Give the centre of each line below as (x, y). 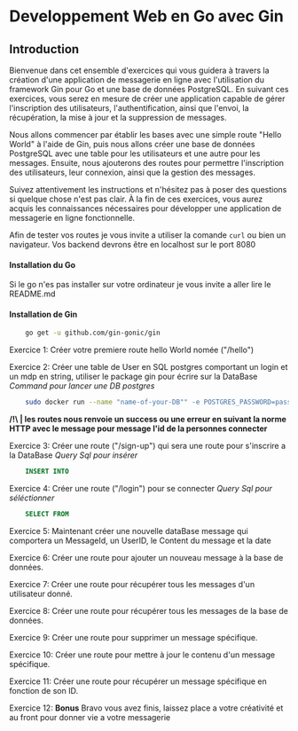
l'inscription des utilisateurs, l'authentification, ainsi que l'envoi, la (129, 108)
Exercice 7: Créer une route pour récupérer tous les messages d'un (132, 584)
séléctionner (32, 498)
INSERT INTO (47, 472)
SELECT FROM (47, 515)
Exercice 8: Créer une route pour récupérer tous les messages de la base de (149, 610)
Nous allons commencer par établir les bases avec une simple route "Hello (145, 134)
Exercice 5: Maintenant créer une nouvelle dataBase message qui (129, 531)
